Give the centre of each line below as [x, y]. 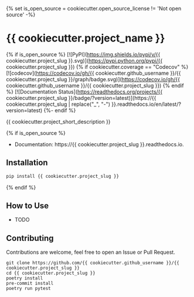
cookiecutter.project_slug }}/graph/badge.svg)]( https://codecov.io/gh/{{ [93, 79]
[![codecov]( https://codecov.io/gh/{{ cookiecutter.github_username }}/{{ [93, 73]
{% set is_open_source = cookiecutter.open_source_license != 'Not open [94, 8]
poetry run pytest [28, 289]
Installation [27, 163]
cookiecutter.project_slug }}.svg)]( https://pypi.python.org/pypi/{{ [84, 60]
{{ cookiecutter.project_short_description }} [58, 122]
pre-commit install [30, 284]
